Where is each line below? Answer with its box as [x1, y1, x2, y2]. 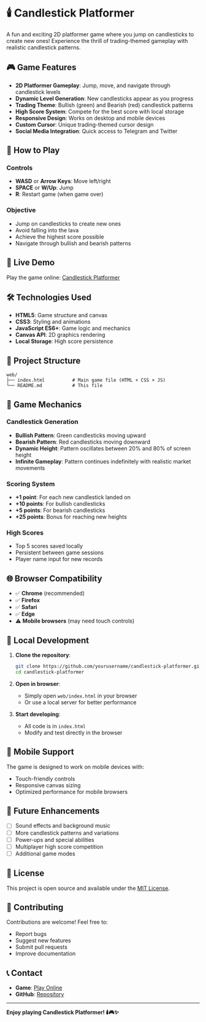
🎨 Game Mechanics [6, 399, 82, 410]
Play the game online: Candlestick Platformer [6, 273, 120, 281]
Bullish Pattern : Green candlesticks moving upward [15, 431, 146, 439]
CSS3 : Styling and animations [15, 318, 91, 326]
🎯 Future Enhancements [6, 806, 100, 816]
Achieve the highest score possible [15, 233, 104, 240]
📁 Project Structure [6, 355, 81, 366]
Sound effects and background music [15, 822, 110, 830]
